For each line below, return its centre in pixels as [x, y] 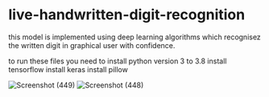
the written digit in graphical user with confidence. [92, 45]
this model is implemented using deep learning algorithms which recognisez [135, 37]
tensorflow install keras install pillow [68, 69]
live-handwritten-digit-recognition [127, 15]
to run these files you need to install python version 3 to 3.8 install [118, 61]
